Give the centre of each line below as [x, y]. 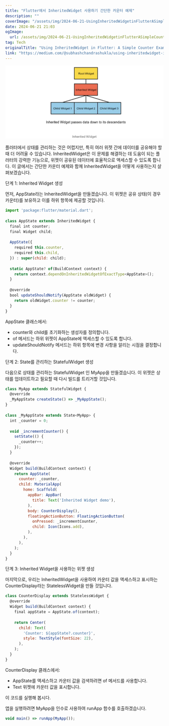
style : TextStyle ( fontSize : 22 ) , [58, 638]
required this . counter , [39, 248]
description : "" [22, 16]
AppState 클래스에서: [26, 321]
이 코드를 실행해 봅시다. [28, 697]
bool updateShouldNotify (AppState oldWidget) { [61, 295]
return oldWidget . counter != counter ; [55, 300]
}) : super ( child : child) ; [38, 258]
